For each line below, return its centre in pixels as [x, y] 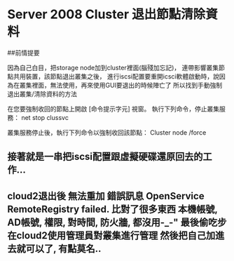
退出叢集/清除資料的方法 [42, 94]
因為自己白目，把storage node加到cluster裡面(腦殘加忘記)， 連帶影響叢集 [113, 67]
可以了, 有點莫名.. [63, 249]
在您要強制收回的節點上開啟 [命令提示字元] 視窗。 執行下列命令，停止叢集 [113, 109]
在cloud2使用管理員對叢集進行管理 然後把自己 [107, 235]
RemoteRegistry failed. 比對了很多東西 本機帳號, [112, 209]
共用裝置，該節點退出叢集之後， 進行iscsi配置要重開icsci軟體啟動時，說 [116, 76]
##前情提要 [23, 53]
